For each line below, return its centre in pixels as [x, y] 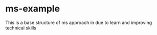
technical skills [21, 27]
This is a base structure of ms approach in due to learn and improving [79, 22]
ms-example [33, 9]
